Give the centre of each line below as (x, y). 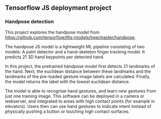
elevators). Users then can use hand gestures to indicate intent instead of (78, 106)
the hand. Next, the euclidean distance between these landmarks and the (78, 71)
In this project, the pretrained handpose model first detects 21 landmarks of (80, 66)
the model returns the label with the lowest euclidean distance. (67, 81)
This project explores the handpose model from (52, 32)
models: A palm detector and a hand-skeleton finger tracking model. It (75, 52)
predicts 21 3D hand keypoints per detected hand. (55, 57)
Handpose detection (29, 22)
